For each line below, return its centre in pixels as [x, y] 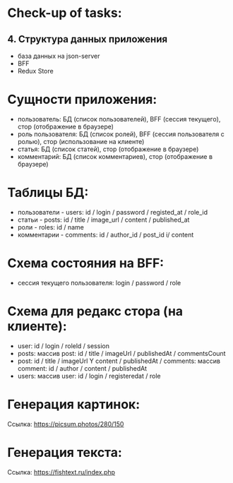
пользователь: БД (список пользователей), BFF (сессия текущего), [119, 119]
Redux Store [36, 71]
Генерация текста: [65, 452]
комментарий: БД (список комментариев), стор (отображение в [115, 156]
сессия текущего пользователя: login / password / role [99, 282]
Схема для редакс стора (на [95, 311]
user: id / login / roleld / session [63, 346]
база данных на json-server [59, 56]
